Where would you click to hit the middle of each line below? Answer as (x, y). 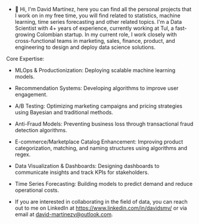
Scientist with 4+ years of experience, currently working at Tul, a (94, 28)
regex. (23, 154)
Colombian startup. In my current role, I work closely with (107, 35)
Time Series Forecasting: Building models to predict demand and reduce (104, 184)
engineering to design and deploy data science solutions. (85, 47)
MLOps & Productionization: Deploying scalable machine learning (95, 70)
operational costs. (37, 190)
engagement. (31, 94)
